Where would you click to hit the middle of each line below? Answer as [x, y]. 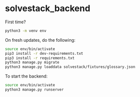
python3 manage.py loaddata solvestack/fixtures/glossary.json [70, 67]
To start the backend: [26, 76]
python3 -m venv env [26, 31]
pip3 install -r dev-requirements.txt [44, 53]
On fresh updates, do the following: [40, 40]
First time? [16, 22]
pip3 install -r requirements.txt [40, 58]
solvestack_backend [48, 8]
